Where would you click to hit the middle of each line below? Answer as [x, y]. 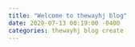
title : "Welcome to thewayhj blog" [68, 16]
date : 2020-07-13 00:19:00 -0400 [64, 23]
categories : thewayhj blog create [66, 30]
